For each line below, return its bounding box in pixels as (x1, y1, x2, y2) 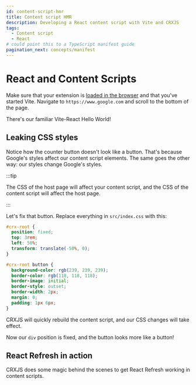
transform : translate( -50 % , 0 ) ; (11, 246, 91, 252)
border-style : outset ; (11, 283, 67, 290)
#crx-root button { (6, 262, 54, 267)
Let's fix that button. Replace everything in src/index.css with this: (6, 212, 167, 219)
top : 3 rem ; (11, 235, 38, 241)
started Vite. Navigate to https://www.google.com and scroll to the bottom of (6, 98, 189, 105)
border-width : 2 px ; (11, 289, 59, 295)
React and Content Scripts (6, 72, 137, 85)
